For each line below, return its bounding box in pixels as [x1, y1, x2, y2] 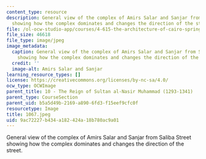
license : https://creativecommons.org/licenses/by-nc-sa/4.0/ [6, 77, 169, 83]
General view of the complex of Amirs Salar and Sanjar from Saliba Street [6, 134, 191, 141]
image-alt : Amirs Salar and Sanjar [12, 65, 103, 72]
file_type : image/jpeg [6, 37, 64, 43]
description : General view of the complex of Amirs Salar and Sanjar [6, 15, 188, 21]
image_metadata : [6, 43, 48, 50]
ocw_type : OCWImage [6, 83, 56, 89]
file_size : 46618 [6, 32, 51, 38]
